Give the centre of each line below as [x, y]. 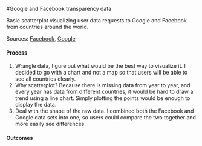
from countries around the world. [47, 27]
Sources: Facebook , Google [41, 38]
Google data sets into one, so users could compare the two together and [106, 118]
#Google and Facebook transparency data [59, 9]
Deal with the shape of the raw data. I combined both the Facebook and [104, 111]
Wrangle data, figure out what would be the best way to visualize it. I [100, 66]
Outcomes [20, 138]
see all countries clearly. [45, 79]
